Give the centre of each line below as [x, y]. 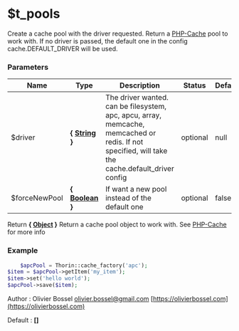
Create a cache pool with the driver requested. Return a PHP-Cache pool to [118, 33]
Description [140, 85]
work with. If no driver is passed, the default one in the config [98, 41]
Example [23, 251]
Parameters [28, 67]
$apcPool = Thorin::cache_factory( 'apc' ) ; [84, 266]
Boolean [84, 198]
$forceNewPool [37, 198]
